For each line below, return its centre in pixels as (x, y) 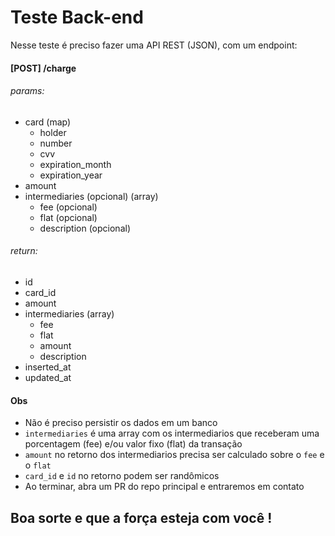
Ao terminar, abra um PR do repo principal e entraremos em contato (164, 487)
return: (24, 251)
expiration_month (75, 164)
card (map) (48, 122)
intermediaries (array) (69, 313)
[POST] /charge (43, 68)
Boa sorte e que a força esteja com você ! (141, 517)
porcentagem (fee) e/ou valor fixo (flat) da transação (133, 444)
